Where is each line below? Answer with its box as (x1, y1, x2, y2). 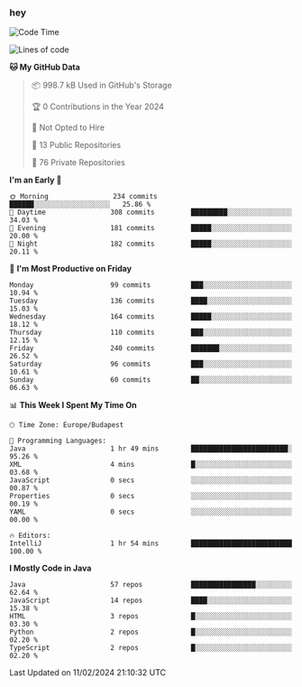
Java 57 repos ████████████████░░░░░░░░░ (9, 580, 293, 590)
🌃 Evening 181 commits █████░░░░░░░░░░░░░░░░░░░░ (9, 224, 293, 233)
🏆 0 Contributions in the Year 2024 (31, 101, 165, 112)
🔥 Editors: (9, 531, 51, 541)
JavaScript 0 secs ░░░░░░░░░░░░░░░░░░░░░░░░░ (9, 476, 293, 485)
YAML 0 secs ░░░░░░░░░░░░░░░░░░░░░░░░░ (9, 507, 293, 516)
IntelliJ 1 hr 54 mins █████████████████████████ (9, 539, 293, 548)
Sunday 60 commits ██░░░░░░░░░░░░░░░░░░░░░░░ (9, 376, 293, 385)
